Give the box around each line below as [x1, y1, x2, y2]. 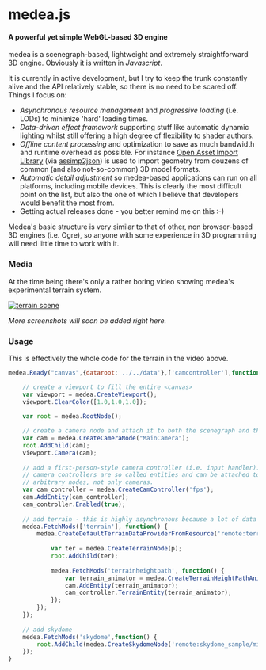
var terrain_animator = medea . [64, 574, 169, 582]
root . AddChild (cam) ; [22, 441, 90, 449]
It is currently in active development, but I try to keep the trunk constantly [8, 74, 248, 83]
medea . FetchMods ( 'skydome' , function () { [22, 633, 158, 641]
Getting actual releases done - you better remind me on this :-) [19, 207, 225, 216]
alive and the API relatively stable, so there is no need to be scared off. [8, 82, 238, 92]
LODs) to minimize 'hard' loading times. [19, 114, 149, 124]
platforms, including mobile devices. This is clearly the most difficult [19, 181, 242, 191]
